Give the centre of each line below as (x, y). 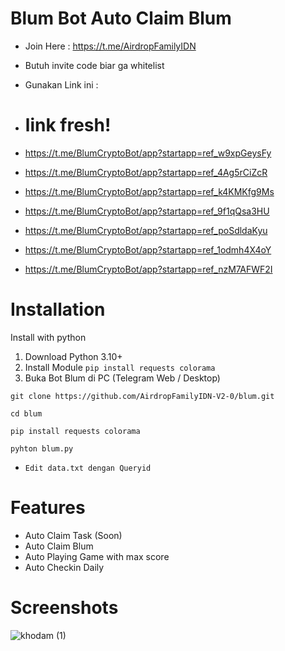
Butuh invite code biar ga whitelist (94, 65)
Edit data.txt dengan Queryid (88, 468)
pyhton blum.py (42, 448)
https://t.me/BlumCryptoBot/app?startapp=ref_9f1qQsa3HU (147, 211)
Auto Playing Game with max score (97, 556)
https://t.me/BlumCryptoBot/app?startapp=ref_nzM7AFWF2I (148, 269)
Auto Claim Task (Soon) (73, 535)
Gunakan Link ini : (61, 84)
